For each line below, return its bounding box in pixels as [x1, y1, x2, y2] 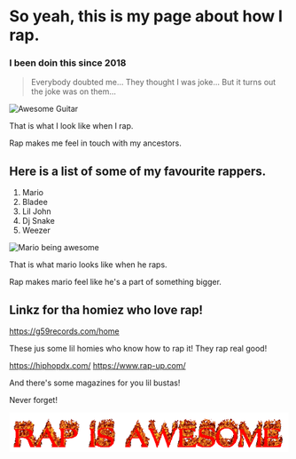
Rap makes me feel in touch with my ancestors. [9, 138, 182, 148]
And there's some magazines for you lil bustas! [9, 377, 181, 388]
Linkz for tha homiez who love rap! [9, 302, 204, 317]
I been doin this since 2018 [9, 57, 127, 69]
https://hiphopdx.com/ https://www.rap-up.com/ [9, 360, 186, 371]
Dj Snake [21, 216, 55, 226]
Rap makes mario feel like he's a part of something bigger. [9, 277, 222, 288]
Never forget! [9, 395, 58, 406]
